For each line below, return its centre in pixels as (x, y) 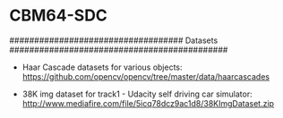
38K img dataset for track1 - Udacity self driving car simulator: (137, 94)
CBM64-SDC (58, 16)
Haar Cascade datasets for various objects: (102, 67)
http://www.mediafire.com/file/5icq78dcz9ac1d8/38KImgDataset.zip (148, 103)
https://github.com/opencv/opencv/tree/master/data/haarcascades (146, 76)
